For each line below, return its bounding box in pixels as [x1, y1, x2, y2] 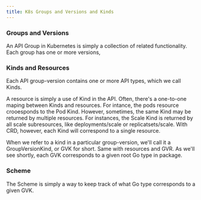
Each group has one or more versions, [6, 49, 101, 56]
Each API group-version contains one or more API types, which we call [6, 77, 181, 85]
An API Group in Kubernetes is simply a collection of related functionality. [6, 42, 187, 49]
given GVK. [6, 187, 34, 194]
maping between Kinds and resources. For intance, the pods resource [6, 102, 179, 109]
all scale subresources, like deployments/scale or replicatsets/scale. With [6, 121, 188, 128]
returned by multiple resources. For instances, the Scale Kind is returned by [6, 115, 193, 122]
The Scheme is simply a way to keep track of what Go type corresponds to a [6, 180, 196, 187]
